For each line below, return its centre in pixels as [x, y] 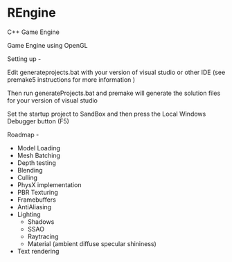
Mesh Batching [39, 155]
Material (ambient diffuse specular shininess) [92, 243]
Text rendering [38, 251]
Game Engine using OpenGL [47, 45]
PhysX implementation [49, 184]
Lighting [29, 214]
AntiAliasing [34, 207]
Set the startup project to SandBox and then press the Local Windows [107, 114]
